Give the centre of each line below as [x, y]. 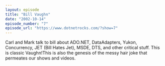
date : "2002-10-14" [26, 19]
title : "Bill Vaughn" [28, 14]
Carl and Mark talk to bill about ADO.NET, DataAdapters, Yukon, [71, 42]
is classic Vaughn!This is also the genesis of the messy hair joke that [76, 53]
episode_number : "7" [27, 24]
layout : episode [22, 10]
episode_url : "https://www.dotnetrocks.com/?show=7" [62, 28]
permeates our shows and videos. [40, 58]
